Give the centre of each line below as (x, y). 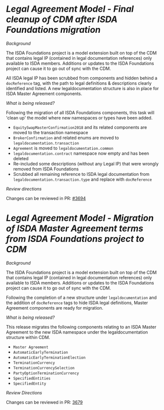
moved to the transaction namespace (51, 132)
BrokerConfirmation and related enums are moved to (66, 138)
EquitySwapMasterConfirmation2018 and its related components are (80, 127)
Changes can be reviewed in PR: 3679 (44, 402)
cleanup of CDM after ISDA (62, 19)
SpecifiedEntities (32, 378)
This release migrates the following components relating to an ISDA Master (81, 327)
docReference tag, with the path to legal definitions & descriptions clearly (79, 83)
